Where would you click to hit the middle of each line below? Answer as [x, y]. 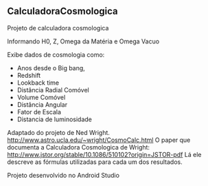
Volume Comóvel [41, 97]
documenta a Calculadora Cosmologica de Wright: [78, 147]
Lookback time [38, 83]
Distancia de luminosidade [55, 119]
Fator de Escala [39, 112]
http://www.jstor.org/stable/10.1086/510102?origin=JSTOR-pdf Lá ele [104, 154]
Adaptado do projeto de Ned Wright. [58, 132]
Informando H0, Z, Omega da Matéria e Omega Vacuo [83, 41]
